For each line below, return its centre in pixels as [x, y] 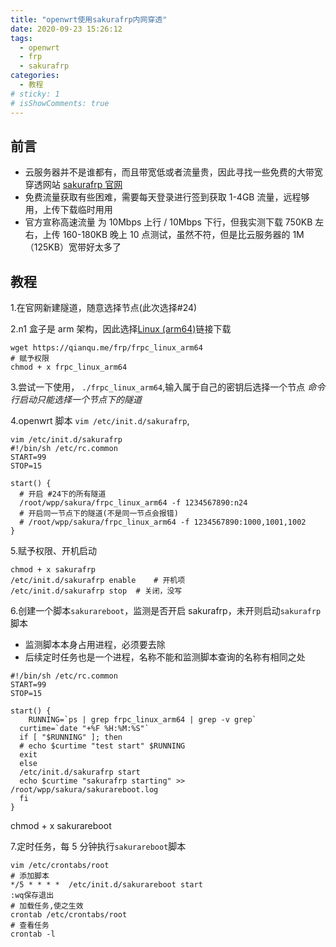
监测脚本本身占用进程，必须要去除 [95, 645]
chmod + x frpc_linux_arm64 [69, 367]
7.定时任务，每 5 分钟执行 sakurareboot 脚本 [98, 847]
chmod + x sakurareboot [61, 826]
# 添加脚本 [30, 876]
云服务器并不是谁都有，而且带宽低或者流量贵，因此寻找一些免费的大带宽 [173, 172]
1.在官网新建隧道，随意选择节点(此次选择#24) [104, 308]
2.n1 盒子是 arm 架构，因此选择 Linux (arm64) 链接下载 [121, 329]
